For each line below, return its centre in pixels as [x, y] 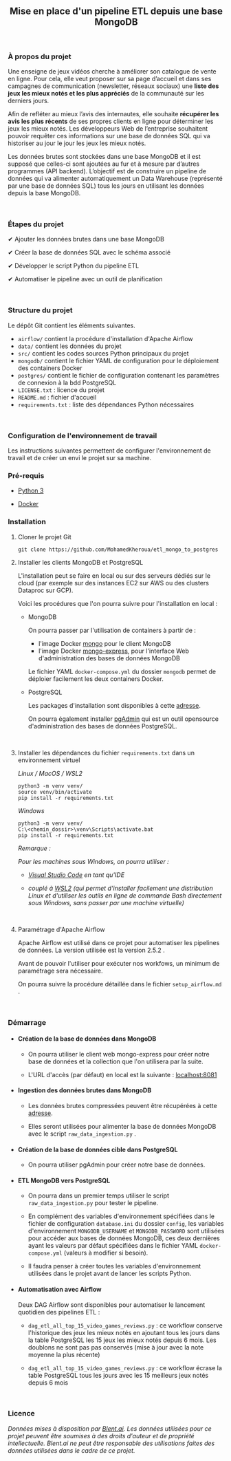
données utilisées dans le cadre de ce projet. [71, 1450]
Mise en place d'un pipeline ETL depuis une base [116, 11]
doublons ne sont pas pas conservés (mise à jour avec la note [116, 1347]
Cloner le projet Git [44, 537]
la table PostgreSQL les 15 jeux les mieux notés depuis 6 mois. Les [122, 1340]
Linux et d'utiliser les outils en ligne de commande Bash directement [125, 895]
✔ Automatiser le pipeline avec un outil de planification [85, 279]
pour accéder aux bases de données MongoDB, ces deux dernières [124, 1238]
